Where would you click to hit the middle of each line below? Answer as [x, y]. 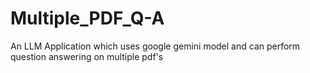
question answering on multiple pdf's [87, 56]
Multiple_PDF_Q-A [87, 18]
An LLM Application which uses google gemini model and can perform [155, 46]
